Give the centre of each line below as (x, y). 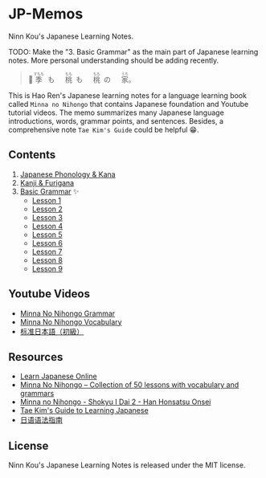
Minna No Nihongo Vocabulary (71, 321)
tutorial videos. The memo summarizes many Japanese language (117, 112)
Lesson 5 (47, 235)
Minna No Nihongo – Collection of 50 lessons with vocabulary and (129, 385)
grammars (37, 394)
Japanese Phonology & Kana (68, 174)
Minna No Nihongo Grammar (68, 313)
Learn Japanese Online (59, 376)
